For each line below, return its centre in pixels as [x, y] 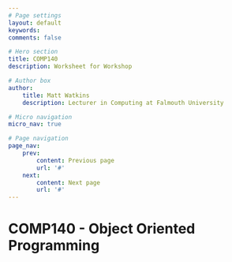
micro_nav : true [35, 124]
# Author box [30, 80]
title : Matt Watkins [56, 95]
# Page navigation [38, 139]
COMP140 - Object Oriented [102, 229]
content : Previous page [75, 160]
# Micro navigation [40, 117]
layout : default [35, 23]
